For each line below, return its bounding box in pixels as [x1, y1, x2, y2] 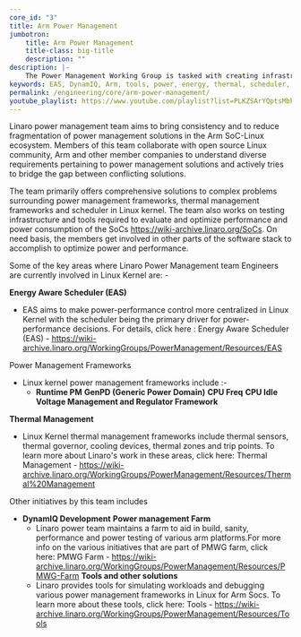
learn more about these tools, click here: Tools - [35, 599, 213, 610]
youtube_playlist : [9, 96, 78, 106]
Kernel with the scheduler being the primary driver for [21, 314, 221, 325]
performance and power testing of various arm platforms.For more [35, 532, 281, 543]
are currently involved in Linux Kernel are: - [9, 270, 169, 280]
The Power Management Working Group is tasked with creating [25, 72, 258, 81]
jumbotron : [9, 30, 50, 39]
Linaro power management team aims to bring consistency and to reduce [9, 121, 279, 132]
